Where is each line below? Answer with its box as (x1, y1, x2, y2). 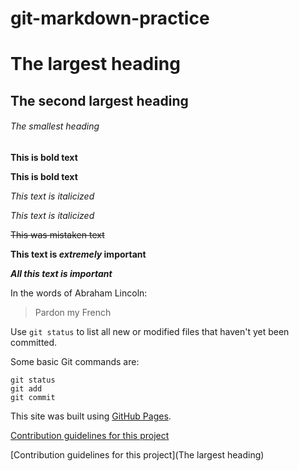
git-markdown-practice (10, 7, 210, 30)
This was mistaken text (10, 228, 105, 241)
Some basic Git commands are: (10, 355, 140, 367)
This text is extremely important (10, 248, 147, 260)
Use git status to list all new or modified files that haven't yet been (10, 325, 290, 337)
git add (10, 383, 43, 394)
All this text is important (10, 267, 113, 279)
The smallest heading (10, 120, 100, 132)
